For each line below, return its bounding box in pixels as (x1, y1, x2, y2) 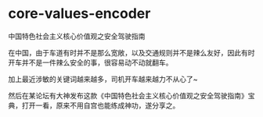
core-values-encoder (8, 5, 151, 23)
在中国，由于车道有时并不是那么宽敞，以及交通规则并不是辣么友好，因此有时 (8, 48, 255, 57)
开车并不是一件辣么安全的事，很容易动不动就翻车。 (8, 58, 173, 67)
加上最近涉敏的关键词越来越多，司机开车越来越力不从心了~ (8, 74, 198, 83)
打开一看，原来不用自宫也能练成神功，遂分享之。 (21, 101, 180, 110)
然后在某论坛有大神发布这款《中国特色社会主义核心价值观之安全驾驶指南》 (8, 90, 248, 100)
